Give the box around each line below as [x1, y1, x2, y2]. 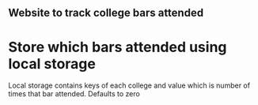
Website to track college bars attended [8, 6, 204, 20]
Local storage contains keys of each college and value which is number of [8, 81, 251, 90]
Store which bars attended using [8, 38, 227, 56]
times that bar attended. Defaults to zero [8, 89, 140, 99]
